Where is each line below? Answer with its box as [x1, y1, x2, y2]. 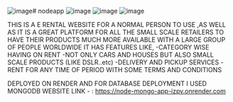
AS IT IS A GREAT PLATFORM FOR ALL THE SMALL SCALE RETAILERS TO [7, 28, 224, 36]
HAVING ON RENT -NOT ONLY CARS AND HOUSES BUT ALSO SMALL [7, 50, 215, 59]
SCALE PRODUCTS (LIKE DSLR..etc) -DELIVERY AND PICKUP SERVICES [7, 58, 220, 67]
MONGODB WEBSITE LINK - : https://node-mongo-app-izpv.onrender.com [7, 87, 226, 95]
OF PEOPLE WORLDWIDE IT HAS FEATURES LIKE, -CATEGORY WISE [7, 43, 210, 51]
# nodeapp [32, 7, 65, 15]
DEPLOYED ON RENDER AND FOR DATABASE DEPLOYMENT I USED [7, 79, 207, 88]
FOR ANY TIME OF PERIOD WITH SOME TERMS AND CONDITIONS [25, 66, 222, 74]
